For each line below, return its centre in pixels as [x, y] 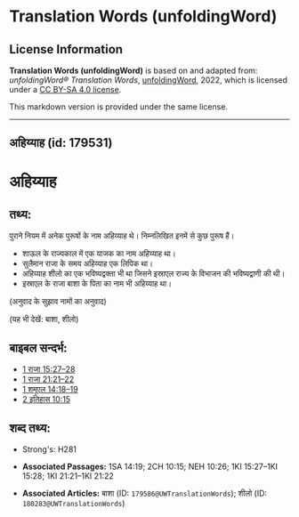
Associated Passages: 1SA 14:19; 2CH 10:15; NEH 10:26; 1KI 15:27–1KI [150, 467]
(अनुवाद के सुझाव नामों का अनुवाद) [58, 302]
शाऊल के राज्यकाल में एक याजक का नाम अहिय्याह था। [99, 254]
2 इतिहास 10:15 [46, 400]
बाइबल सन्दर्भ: [39, 347]
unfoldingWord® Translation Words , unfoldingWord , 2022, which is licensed [148, 80]
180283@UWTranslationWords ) [73, 504]
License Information [66, 49]
